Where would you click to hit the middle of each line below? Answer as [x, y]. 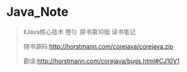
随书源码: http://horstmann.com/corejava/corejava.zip [98, 46]
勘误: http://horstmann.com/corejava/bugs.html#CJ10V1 [101, 61]
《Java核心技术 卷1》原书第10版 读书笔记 [79, 32]
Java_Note [38, 12]
